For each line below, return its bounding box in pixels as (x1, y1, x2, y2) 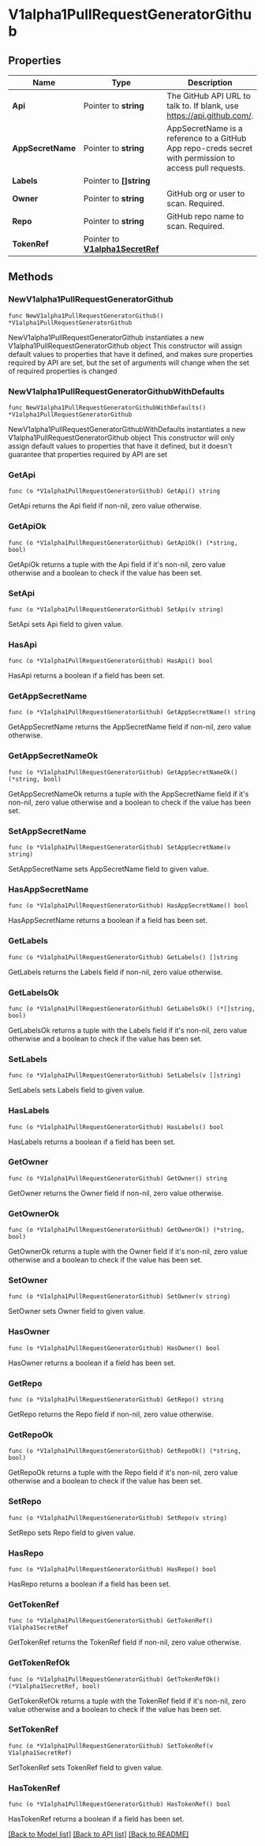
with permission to (166, 152, 235, 163)
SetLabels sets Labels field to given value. (8, 1086, 145, 1095)
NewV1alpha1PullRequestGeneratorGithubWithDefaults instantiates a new (8, 424, 246, 433)
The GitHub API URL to (166, 91, 251, 101)
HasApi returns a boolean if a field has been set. (8, 671, 165, 681)
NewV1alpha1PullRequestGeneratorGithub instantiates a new (8, 332, 205, 342)
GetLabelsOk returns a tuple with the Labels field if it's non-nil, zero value (8, 1025, 248, 1035)
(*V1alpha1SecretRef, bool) (8, 1682, 101, 1690)
